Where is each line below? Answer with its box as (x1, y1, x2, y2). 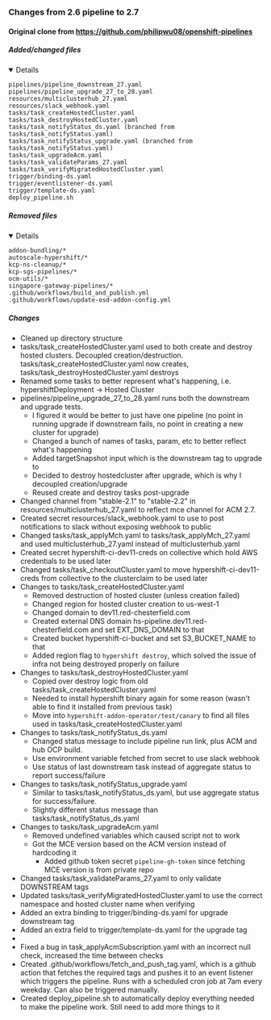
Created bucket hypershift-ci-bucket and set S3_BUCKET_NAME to (31, 633, 256, 643)
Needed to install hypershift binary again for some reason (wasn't (31, 693, 250, 704)
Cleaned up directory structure (19, 333, 123, 343)
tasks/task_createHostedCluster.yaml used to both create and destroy (19, 342, 252, 352)
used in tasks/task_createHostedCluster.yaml (31, 719, 183, 729)
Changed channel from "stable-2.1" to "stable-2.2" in (19, 496, 196, 506)
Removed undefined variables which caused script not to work (31, 830, 240, 841)
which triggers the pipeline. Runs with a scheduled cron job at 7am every (19, 976, 263, 986)
